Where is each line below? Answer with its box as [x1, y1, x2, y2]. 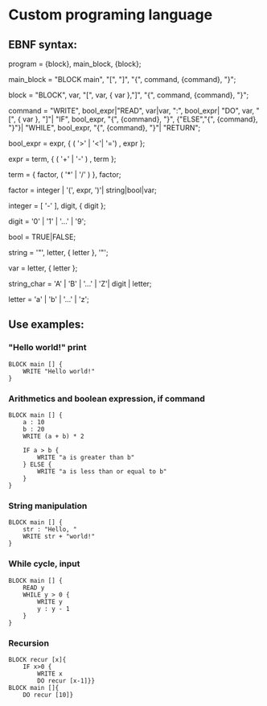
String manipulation [8, 500, 88, 511]
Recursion [8, 638, 50, 649]
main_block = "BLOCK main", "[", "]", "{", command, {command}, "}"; [8, 75, 236, 84]
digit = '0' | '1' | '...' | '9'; [8, 217, 87, 226]
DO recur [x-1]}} [37, 676, 95, 685]
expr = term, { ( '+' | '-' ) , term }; [8, 155, 117, 163]
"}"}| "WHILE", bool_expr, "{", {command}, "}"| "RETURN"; [8, 123, 201, 132]
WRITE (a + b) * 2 [23, 432, 84, 440]
